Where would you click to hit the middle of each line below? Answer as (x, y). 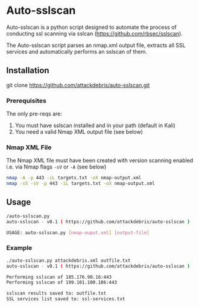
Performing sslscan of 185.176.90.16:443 (59, 277)
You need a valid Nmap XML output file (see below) (79, 132)
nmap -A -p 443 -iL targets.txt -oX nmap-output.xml (74, 178)
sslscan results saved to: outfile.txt (56, 293)
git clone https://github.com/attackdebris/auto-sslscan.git (78, 85)
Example (19, 248)
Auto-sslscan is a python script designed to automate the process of (91, 27)
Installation (28, 71)
